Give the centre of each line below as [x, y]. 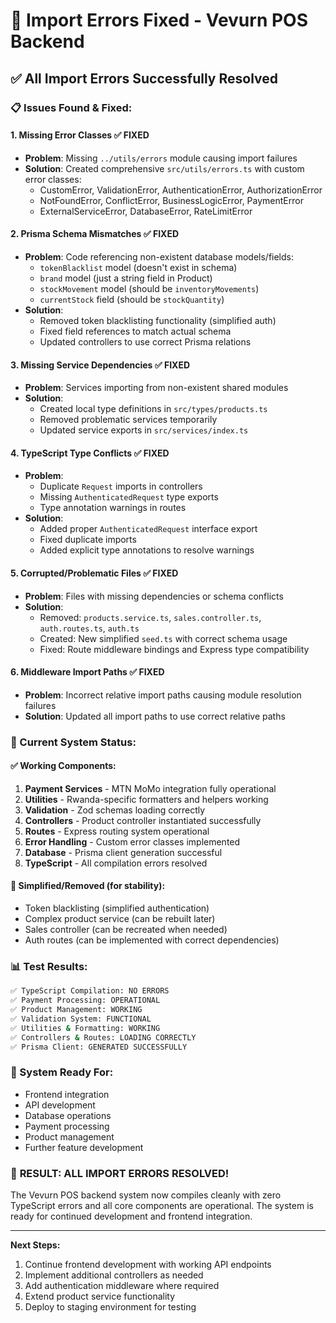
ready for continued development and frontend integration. [131, 1216]
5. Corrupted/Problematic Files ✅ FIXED [94, 573]
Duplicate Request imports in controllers [121, 486]
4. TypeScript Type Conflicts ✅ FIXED [90, 453]
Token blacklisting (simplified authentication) [117, 908]
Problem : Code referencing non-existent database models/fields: [159, 256]
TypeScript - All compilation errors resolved [116, 863]
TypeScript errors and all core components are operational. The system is [162, 1206]
